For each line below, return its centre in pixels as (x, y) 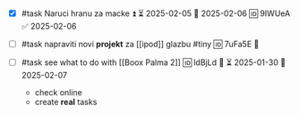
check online (58, 93)
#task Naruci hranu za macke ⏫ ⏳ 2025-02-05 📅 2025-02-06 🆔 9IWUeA (156, 13)
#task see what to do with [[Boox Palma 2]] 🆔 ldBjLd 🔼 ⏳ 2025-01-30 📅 (154, 62)
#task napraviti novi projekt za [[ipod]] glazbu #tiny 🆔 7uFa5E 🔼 (140, 44)
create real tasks (66, 102)
